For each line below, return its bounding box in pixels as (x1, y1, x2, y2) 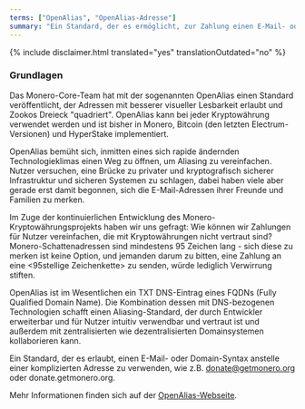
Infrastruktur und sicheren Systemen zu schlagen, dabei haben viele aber (9, 174, 284, 186)
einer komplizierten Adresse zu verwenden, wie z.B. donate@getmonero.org (9, 362, 296, 373)
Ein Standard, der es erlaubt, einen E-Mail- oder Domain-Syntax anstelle (9, 353, 280, 364)
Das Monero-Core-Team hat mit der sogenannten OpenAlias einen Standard (9, 90, 294, 101)
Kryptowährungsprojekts (9, 221, 103, 232)
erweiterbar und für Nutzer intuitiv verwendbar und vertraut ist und (9, 316, 261, 326)
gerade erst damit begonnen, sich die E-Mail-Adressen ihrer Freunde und (9, 184, 284, 195)
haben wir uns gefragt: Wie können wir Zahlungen (103, 221, 291, 232)
